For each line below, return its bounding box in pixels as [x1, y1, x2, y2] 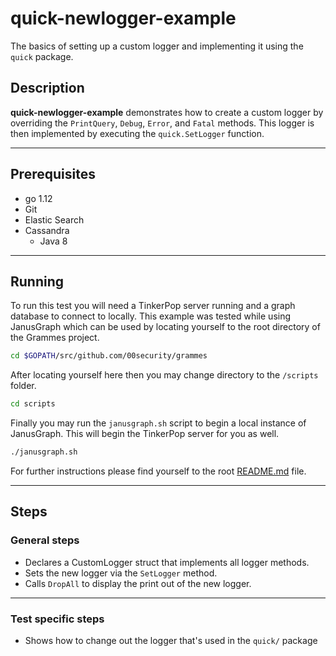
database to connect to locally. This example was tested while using [10, 310, 292, 322]
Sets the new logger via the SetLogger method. [24, 567, 218, 579]
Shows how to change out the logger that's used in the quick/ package [24, 634, 318, 646]
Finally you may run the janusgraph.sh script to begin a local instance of [10, 417, 307, 429]
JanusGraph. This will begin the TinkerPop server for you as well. [10, 428, 280, 440]
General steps [10, 533, 80, 547]
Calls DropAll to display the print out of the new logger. [24, 577, 252, 589]
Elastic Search [24, 213, 85, 226]
